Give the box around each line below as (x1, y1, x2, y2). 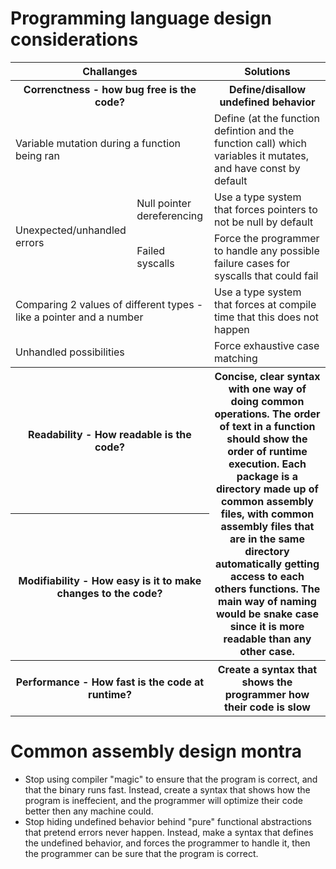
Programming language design (10, 7, 272, 30)
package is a (236, 469, 299, 483)
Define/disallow (228, 82, 307, 96)
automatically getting (214, 557, 320, 571)
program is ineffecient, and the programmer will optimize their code (24, 794, 303, 806)
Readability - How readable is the (28, 427, 192, 441)
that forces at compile (213, 297, 317, 311)
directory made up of (215, 482, 319, 496)
